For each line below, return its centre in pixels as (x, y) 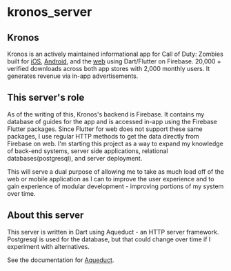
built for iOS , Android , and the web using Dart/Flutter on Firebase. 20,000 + (114, 61)
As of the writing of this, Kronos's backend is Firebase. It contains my (106, 114)
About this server (46, 215)
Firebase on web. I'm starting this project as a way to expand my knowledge (115, 143)
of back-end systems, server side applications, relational (88, 151)
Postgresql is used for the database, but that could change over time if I (109, 239)
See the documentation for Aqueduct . (61, 260)
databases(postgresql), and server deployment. (75, 158)
